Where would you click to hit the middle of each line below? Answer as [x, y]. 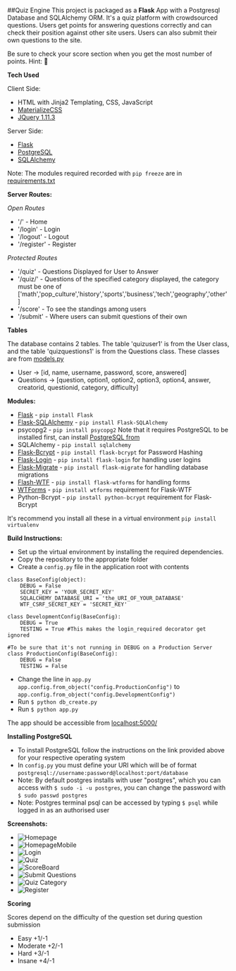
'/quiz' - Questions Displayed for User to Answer [88, 271]
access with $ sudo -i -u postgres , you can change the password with [122, 788]
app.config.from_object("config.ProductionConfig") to [99, 686]
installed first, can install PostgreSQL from [79, 437]
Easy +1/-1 [32, 938]
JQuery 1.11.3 [36, 117]
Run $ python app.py [48, 709]
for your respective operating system [71, 758]
